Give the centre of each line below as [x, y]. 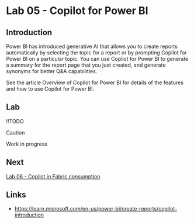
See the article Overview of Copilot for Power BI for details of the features [95, 82]
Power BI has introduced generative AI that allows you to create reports [92, 46]
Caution [15, 132]
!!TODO [15, 121]
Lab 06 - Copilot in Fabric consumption [53, 176]
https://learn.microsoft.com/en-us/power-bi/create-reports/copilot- [96, 209]
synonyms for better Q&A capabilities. [52, 71]
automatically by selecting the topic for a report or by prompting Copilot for [96, 53]
